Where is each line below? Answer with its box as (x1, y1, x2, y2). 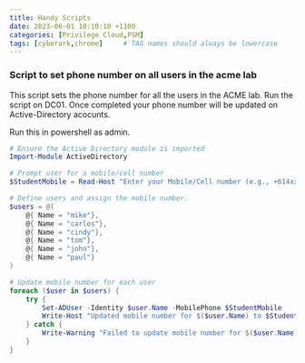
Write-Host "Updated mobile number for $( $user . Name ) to (42, 311, 261, 321)
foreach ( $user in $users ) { (9, 286, 120, 296)
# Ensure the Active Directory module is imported (9, 144, 205, 153)
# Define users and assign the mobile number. (9, 194, 189, 203)
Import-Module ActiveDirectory (9, 152, 128, 162)
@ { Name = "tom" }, (25, 236, 95, 246)
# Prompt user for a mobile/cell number (9, 169, 165, 178)
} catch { (25, 320, 64, 329)
